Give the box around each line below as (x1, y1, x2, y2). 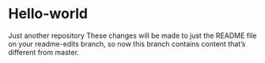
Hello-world (8, 5, 89, 23)
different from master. (8, 47, 79, 57)
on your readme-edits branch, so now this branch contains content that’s (8, 39, 246, 48)
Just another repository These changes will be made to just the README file (8, 31, 257, 40)
